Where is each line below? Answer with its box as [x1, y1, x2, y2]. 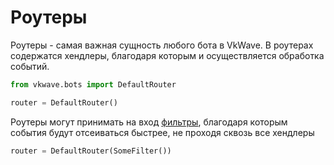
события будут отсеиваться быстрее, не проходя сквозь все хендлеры [10, 126, 315, 138]
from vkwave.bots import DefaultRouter [10, 79, 177, 90]
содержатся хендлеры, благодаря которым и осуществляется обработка [10, 49, 325, 61]
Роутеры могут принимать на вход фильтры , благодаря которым [10, 116, 288, 128]
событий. [10, 60, 50, 72]
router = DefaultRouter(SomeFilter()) [10, 146, 172, 156]
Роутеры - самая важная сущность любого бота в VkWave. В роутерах [10, 39, 314, 51]
